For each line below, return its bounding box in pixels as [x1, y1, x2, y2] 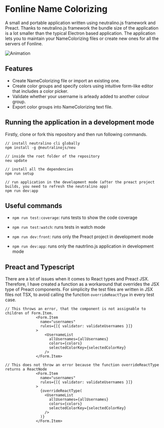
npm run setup [5, 171, 34, 176]
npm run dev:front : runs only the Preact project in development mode [12, 234, 154, 240]
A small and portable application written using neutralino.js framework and [5, 20, 156, 26]
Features [5, 65, 33, 73]
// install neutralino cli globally [5, 141, 80, 146]
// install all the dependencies [5, 167, 74, 172]
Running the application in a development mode [5, 118, 155, 127]
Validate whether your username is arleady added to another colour [12, 93, 149, 99]
